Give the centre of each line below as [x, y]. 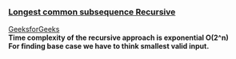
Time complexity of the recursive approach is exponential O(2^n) [119, 37]
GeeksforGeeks [34, 29]
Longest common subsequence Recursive [92, 12]
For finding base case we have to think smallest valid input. [109, 46]
